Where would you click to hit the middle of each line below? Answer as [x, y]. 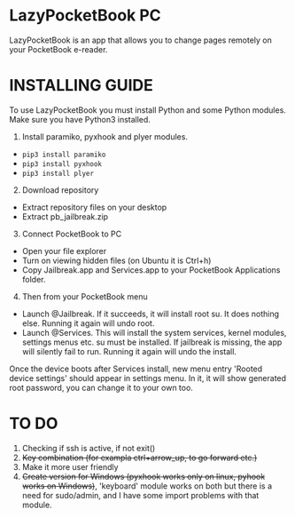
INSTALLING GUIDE [81, 86]
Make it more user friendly [70, 466]
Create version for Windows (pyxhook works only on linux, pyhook [144, 476]
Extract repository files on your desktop [94, 207]
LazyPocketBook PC [85, 16]
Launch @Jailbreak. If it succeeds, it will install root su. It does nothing [151, 314]
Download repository [60, 190]
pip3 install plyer [58, 173]
